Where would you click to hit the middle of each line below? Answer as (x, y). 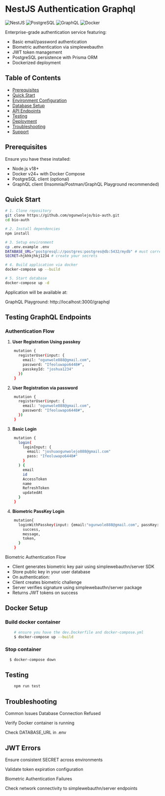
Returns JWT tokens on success (45, 593)
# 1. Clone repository (28, 211)
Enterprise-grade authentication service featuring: (56, 32)
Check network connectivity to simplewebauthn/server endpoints (71, 788)
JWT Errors (23, 748)
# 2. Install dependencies (33, 229)
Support (20, 132)
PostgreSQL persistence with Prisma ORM (55, 57)
